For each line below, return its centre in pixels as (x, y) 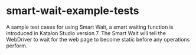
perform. (17, 46)
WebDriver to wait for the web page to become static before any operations (98, 39)
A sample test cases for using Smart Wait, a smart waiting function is (90, 27)
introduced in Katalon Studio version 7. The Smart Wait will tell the (86, 33)
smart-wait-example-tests (73, 11)
